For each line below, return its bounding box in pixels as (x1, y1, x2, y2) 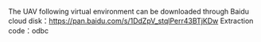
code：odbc (8, 26, 49, 35)
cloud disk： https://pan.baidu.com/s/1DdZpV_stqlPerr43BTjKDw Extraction (8, 16, 254, 25)
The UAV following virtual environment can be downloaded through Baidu (8, 7, 249, 16)
